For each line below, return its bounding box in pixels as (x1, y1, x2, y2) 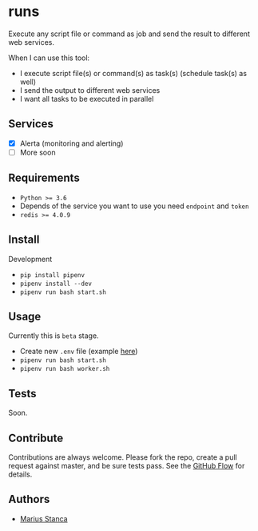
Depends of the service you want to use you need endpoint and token (19, 201, 249, 211)
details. (8, 469, 33, 479)
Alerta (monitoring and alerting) (19, 139, 124, 148)
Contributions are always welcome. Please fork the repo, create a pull (8, 452, 237, 462)
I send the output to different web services (19, 85, 161, 95)
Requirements (8, 171, 80, 185)
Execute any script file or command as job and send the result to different (8, 29, 250, 38)
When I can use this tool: (8, 53, 90, 62)
